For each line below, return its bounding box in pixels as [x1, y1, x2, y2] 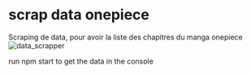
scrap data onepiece [8, 6, 150, 24]
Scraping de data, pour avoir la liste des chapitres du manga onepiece [8, 32, 244, 42]
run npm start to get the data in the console [8, 56, 154, 66]
